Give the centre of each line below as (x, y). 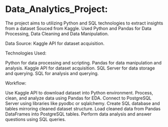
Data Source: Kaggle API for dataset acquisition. (55, 43)
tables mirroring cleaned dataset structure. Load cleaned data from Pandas (83, 108)
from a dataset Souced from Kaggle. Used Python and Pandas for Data (78, 28)
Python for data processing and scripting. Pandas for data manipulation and (83, 62)
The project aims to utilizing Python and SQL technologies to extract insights (84, 23)
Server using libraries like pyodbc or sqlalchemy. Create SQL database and (82, 103)
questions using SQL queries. (36, 119)
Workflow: (16, 83)
